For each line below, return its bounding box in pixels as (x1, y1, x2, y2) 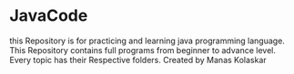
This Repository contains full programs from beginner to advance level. (9, 44, 276, 55)
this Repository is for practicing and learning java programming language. (9, 35, 285, 46)
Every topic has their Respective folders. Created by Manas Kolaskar (9, 54, 267, 65)
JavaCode (9, 5, 88, 26)
